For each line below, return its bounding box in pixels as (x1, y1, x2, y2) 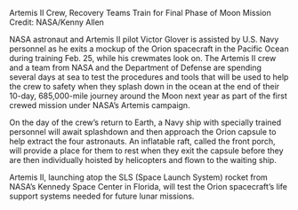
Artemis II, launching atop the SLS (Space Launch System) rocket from (9, 172, 269, 183)
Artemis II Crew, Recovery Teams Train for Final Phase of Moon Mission (9, 8, 271, 18)
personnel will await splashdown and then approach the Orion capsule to (9, 127, 277, 136)
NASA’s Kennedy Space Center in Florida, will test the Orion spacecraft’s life (9, 182, 287, 191)
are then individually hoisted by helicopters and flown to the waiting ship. (9, 155, 278, 165)
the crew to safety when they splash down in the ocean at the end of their (9, 82, 280, 91)
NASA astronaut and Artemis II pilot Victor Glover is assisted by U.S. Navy (9, 35, 279, 44)
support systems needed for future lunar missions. (9, 191, 195, 201)
